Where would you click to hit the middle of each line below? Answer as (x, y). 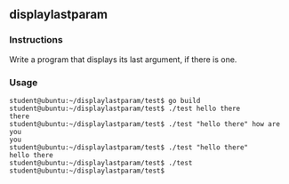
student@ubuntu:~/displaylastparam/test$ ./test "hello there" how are (144, 124)
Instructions (36, 40)
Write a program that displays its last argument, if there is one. (123, 59)
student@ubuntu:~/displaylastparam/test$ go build (105, 100)
